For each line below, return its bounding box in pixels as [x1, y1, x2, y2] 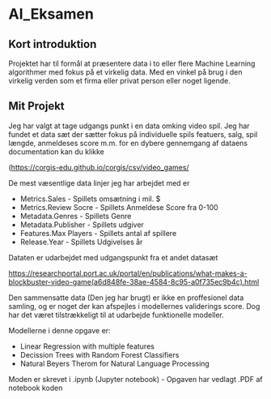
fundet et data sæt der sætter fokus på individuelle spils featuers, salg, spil [8, 129, 258, 139]
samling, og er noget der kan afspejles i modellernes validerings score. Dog [8, 301, 260, 311]
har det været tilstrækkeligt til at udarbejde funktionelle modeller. [8, 310, 225, 320]
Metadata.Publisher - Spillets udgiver [19, 220, 144, 230]
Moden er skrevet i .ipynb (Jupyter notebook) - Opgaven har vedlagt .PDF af [8, 374, 263, 384]
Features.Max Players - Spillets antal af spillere [19, 228, 177, 238]
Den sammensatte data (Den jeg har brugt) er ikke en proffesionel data [8, 293, 244, 302]
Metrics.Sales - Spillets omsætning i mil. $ [19, 194, 161, 204]
